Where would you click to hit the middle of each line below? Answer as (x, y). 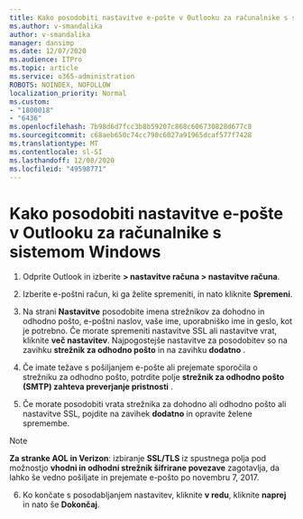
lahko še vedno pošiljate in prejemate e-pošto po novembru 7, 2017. (134, 477)
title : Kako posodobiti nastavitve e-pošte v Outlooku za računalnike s (149, 18)
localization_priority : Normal (68, 93)
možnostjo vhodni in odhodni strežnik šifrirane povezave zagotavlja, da (144, 468)
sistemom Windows (85, 251)
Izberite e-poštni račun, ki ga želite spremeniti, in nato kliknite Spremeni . (157, 294)
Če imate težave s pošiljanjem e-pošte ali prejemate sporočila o (140, 367)
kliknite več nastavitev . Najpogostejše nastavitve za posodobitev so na (155, 340)
